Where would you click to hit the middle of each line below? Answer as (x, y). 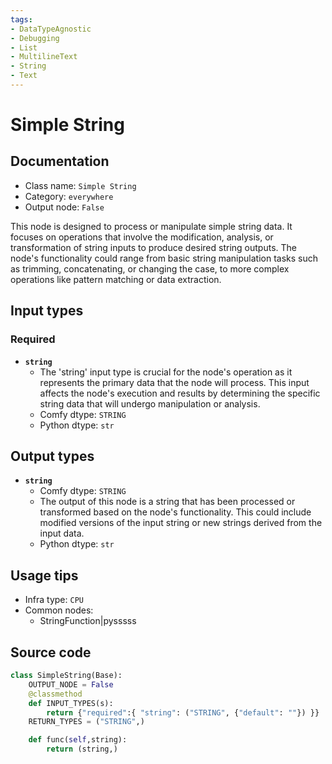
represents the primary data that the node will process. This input (174, 382)
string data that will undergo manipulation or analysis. (150, 403)
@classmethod (55, 694)
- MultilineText (44, 57)
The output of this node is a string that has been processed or (167, 502)
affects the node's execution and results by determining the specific (180, 393)
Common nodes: (59, 610)
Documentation (60, 161)
